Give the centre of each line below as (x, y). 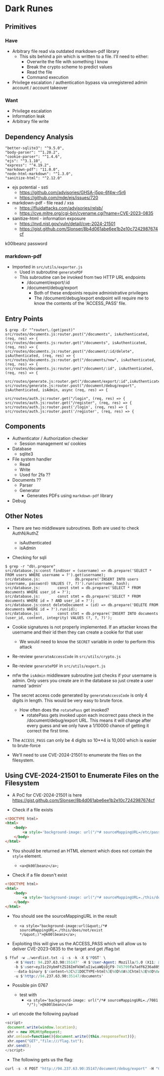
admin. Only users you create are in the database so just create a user (83, 680)
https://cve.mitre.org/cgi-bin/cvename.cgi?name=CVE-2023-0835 (86, 213)
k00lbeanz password (26, 244)
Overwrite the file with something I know (67, 61)
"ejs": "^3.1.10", (24, 161)
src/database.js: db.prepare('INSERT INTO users (72, 579)
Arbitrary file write (30, 122)
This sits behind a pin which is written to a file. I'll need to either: (84, 56)
